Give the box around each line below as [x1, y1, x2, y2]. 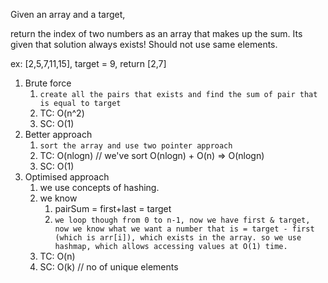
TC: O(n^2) [39, 107, 85, 119]
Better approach [24, 129, 93, 140]
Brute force [24, 77, 72, 89]
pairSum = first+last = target [54, 203, 172, 214]
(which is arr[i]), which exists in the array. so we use [54, 233, 302, 243]
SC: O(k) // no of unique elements [39, 261, 179, 273]
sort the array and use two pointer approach [39, 141, 233, 151]
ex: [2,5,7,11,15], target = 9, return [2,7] [10, 58, 167, 69]
